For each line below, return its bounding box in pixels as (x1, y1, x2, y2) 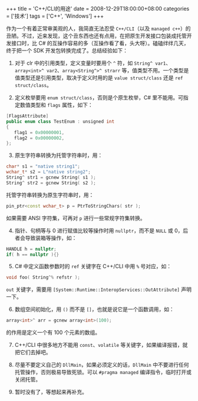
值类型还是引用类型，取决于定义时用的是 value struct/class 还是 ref (14, 74, 183, 81)
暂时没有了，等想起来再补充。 (14, 389, 87, 396)
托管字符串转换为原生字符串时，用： (6, 191, 94, 198)
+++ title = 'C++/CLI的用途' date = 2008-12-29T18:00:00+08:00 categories (6, 5, 190, 12)
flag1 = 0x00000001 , (14, 129, 65, 135)
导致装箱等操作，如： (25, 234, 77, 241)
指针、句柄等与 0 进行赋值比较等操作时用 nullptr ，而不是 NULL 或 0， (14, 227, 183, 234)
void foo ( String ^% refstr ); (6, 275, 81, 280)
